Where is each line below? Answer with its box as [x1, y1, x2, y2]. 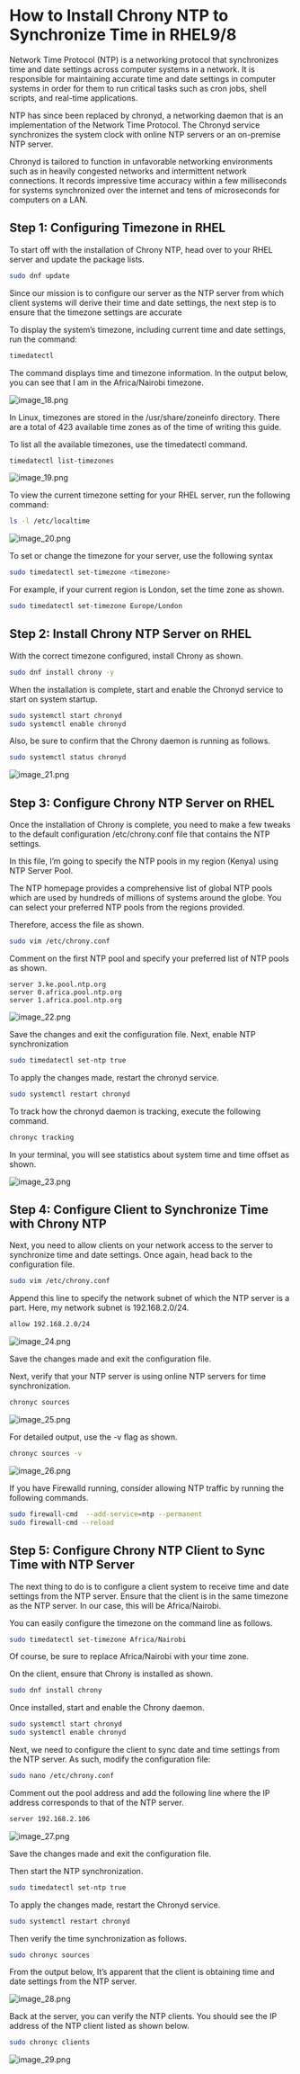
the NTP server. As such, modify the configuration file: [9, 1754, 211, 1764]
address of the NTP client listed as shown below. [9, 2021, 190, 2032]
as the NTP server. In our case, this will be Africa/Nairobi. [9, 1600, 222, 1611]
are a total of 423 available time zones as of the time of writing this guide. [9, 421, 282, 432]
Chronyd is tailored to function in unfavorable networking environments [9, 156, 274, 166]
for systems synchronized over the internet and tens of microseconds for [9, 184, 280, 195]
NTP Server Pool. [9, 866, 74, 876]
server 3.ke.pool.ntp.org [9, 980, 106, 989]
